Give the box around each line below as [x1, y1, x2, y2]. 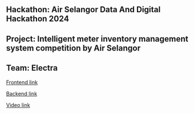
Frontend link [6, 79, 38, 86]
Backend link [6, 90, 38, 97]
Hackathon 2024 [6, 14, 69, 24]
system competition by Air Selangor [6, 43, 141, 53]
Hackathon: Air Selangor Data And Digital [6, 5, 160, 15]
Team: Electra [6, 63, 58, 73]
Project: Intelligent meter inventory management [6, 33, 189, 43]
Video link [6, 101, 31, 108]
